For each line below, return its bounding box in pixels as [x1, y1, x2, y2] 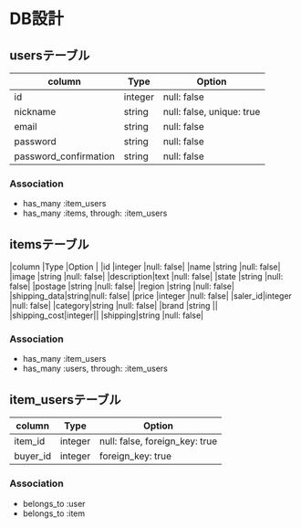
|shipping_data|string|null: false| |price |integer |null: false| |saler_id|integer [9, 290, 292, 301]
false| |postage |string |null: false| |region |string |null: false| [9, 280, 235, 292]
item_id [14, 435, 46, 448]
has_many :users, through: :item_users [22, 363, 169, 375]
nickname [14, 106, 57, 118]
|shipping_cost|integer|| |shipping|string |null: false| [9, 310, 203, 321]
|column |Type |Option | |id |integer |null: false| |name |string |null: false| [9, 261, 281, 272]
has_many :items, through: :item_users [22, 207, 168, 219]
